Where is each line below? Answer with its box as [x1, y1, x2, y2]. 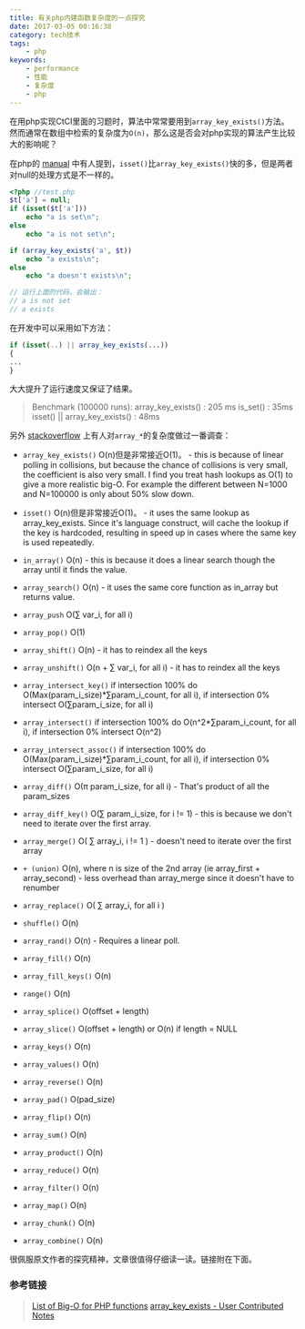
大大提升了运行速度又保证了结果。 [9, 383, 137, 394]
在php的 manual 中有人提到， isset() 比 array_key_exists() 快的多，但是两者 [9, 157, 294, 168]
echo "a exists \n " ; [25, 254, 100, 264]
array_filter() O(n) [22, 1182, 100, 1193]
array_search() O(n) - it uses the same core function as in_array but [22, 582, 279, 593]
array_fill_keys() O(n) [22, 970, 112, 981]
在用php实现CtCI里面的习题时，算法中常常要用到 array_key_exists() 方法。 [9, 116, 290, 127]
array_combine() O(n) [22, 1235, 104, 1246]
